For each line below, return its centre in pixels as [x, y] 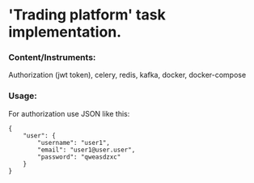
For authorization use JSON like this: [69, 113]
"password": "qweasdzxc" [79, 157]
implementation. [65, 32]
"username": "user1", [74, 143]
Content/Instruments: [52, 57]
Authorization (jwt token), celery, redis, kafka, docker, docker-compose [127, 75]
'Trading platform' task [87, 15]
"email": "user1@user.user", [87, 150]
